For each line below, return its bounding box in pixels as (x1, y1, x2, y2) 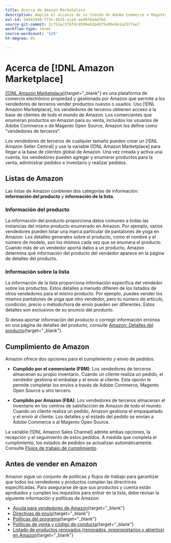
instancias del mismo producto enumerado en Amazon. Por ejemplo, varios (5, 223, 163, 229)
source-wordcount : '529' (5, 31, 58, 36)
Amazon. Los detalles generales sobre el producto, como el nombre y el (5, 234, 156, 240)
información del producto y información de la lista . (5, 193, 115, 199)
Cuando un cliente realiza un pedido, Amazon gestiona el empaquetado (12, 408, 163, 415)
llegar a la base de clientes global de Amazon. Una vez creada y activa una (5, 148, 163, 154)
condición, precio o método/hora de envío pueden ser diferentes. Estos (5, 301, 155, 307)
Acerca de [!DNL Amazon (5, 62, 115, 74)
